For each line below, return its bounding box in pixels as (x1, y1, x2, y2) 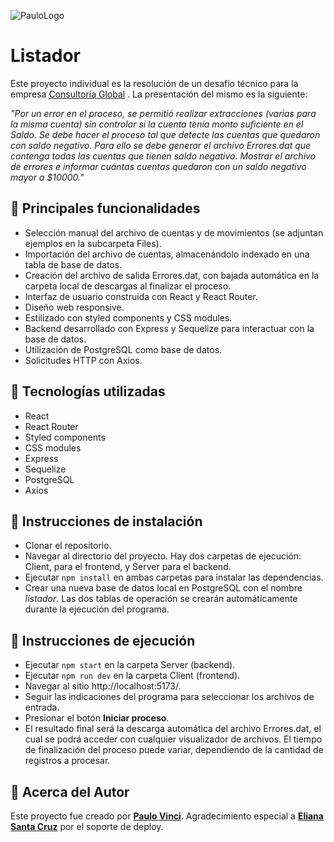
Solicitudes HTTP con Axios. (24, 354, 143, 366)
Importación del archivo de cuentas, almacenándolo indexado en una (24, 248, 310, 260)
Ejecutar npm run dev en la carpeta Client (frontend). (24, 670, 241, 682)
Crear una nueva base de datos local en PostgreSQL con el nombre (24, 582, 303, 594)
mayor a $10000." (10, 171, 85, 183)
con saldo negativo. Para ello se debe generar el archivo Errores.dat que (10, 139, 312, 151)
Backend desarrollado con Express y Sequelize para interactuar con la (24, 322, 315, 334)
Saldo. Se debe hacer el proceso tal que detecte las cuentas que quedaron (10, 128, 321, 140)
